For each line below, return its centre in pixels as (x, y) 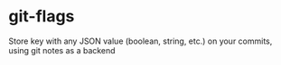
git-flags (42, 16)
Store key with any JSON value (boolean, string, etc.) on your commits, (140, 41)
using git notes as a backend (62, 50)
